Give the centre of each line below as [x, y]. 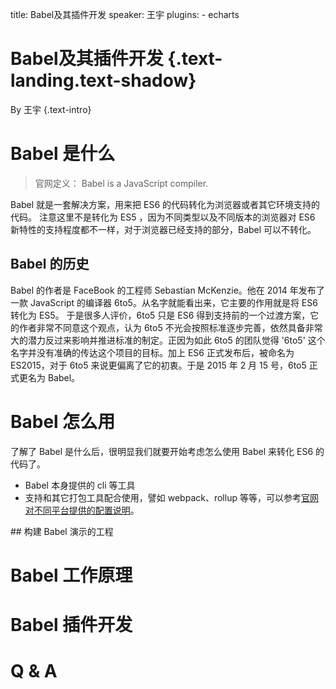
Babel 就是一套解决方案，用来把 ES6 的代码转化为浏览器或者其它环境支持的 [165, 204]
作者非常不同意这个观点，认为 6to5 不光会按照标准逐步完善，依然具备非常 [170, 327]
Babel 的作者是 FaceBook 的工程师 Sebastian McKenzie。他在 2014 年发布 [163, 290]
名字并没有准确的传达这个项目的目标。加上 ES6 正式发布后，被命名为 [152, 352]
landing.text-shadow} [103, 80]
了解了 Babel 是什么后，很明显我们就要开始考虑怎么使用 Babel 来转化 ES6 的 [167, 451]
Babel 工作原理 [71, 575]
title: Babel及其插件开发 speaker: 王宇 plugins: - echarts [125, 14]
